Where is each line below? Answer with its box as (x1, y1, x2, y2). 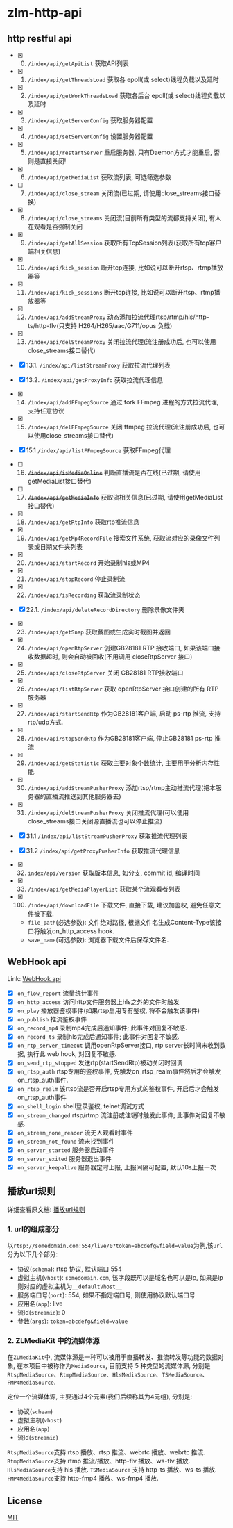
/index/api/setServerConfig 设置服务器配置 (27, 132, 153, 140)
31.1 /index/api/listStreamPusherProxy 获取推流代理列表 (26, 832, 188, 840)
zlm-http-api (7, 5, 83, 21)
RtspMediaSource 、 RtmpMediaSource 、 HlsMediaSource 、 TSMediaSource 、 (7, 1370, 209, 1379)
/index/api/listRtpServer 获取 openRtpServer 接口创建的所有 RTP (27, 684, 219, 693)
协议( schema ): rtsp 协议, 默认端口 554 (17, 1265, 123, 1273)
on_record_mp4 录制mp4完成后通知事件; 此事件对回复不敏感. (17, 1024, 187, 1033)
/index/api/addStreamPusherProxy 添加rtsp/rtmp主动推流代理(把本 (27, 784, 216, 791)
